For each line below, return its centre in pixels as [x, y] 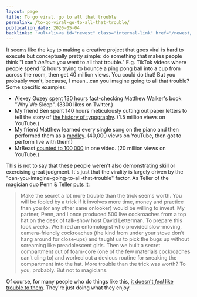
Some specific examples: [36, 87]
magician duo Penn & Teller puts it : [48, 184]
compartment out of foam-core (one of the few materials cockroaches [105, 251]
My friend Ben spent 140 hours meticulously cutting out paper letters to [101, 111]
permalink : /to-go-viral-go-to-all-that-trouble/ [68, 22]
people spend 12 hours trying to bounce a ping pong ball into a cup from [93, 68]
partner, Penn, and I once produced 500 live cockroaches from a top [103, 215]
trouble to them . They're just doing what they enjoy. [68, 288]
